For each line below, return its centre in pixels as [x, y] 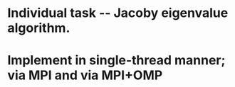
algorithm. [39, 28]
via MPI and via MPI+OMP [85, 75]
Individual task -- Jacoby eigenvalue [118, 13]
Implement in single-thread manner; [116, 60]
